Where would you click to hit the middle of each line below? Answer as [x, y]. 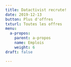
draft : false [19, 52]
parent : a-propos [33, 38]
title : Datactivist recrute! [36, 10]
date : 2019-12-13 [24, 15]
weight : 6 [25, 47]
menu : [11, 29]
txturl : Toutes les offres [34, 24]
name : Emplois [29, 43]
